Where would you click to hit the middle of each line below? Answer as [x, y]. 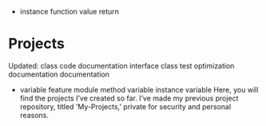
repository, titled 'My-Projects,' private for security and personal [125, 106]
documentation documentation [59, 74]
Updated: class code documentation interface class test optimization [121, 65]
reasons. [34, 115]
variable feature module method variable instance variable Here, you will [139, 89]
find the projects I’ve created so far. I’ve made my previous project [129, 98]
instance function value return [69, 12]
